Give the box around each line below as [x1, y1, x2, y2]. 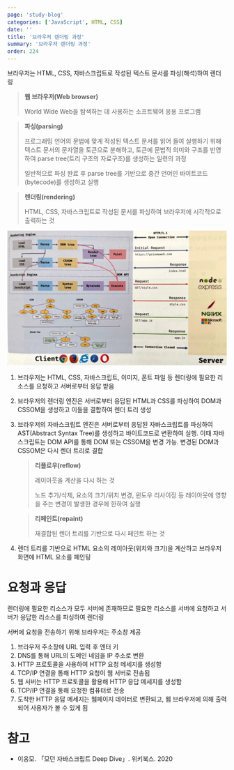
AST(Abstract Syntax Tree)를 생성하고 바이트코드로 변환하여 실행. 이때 [17, 429, 212, 437]
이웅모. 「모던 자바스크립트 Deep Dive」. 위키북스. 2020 [17, 755, 173, 763]
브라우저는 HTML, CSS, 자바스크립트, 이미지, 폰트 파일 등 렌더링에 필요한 [17, 373, 216, 382]
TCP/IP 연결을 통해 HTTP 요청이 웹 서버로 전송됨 [17, 668, 150, 677]
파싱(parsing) [24, 122, 64, 130]
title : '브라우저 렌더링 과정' [7, 33, 85, 40]
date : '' [7, 26, 33, 33]
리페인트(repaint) [34, 514, 84, 522]
